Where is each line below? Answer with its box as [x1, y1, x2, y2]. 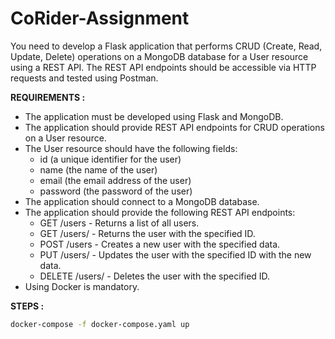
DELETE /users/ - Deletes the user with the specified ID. [39, 270, 271, 282]
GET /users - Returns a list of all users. [39, 217, 200, 229]
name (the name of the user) [39, 163, 158, 176]
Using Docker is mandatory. [24, 280, 140, 292]
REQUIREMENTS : [10, 91, 86, 103]
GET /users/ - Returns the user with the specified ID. [39, 227, 256, 239]
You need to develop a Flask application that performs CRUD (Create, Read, [10, 40, 323, 52]
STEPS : [10, 300, 45, 312]
